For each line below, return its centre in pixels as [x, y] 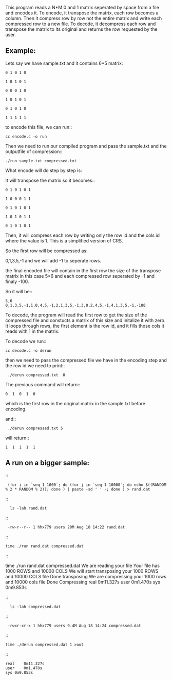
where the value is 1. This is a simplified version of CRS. [64, 240]
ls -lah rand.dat [28, 508]
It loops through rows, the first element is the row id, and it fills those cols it [85, 326]
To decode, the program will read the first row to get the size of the [76, 315]
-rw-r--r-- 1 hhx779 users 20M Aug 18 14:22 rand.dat [66, 527]
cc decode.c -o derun [28, 351]
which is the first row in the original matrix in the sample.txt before [75, 403]
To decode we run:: [26, 341]
